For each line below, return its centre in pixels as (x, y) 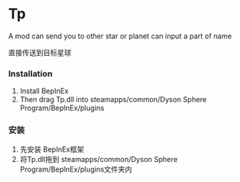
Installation (31, 73)
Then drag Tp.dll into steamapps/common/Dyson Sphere (113, 100)
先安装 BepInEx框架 (52, 149)
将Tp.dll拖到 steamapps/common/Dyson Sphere (98, 159)
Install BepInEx (44, 91)
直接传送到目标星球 (40, 52)
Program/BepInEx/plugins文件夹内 (76, 169)
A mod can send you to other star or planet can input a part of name (120, 36)
